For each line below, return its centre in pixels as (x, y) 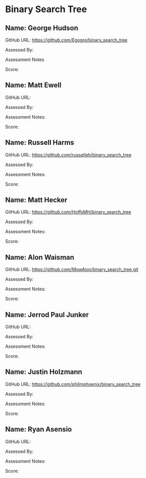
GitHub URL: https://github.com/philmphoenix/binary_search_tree (73, 384)
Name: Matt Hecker (36, 200)
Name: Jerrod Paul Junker (47, 315)
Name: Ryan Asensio (39, 429)
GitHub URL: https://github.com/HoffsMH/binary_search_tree (68, 212)
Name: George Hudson (42, 28)
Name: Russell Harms (40, 143)
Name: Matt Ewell (33, 85)
